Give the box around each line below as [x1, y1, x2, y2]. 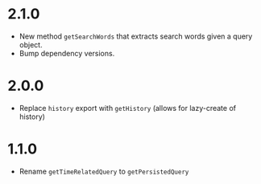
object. [19, 39, 43, 49]
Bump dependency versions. [19, 48, 115, 58]
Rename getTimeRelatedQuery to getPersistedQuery [19, 166, 189, 176]
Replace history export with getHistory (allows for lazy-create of [19, 103, 237, 112]
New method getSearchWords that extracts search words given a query [19, 31, 253, 41]
